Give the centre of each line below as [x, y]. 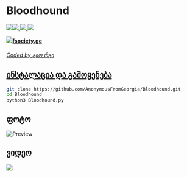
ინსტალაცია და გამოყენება [59, 75]
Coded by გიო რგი [30, 55]
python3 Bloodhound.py [35, 100]
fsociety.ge [27, 41]
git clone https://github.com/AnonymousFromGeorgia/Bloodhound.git [94, 89]
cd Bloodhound [24, 95]
